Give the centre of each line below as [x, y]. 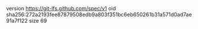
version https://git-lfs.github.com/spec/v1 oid [61, 8]
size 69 [38, 21]
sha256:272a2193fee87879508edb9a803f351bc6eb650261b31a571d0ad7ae [99, 14]
